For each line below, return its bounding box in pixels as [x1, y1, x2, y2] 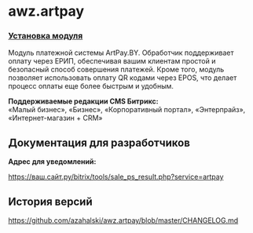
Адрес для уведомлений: [8, 157, 97, 166]
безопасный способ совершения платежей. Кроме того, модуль [8, 65, 225, 75]
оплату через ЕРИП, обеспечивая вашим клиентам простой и [8, 56, 216, 66]
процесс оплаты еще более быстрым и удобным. [8, 82, 174, 91]
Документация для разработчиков [8, 136, 191, 149]
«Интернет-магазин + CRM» [8, 113, 103, 123]
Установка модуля [8, 31, 83, 42]
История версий [8, 195, 93, 208]
